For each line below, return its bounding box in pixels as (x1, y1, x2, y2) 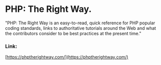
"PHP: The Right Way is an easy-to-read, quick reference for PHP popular (5, 20, 156, 26)
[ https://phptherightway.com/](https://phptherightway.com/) (5, 54, 129, 60)
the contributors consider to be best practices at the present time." (5, 30, 142, 36)
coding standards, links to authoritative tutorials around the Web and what (5, 25, 156, 31)
